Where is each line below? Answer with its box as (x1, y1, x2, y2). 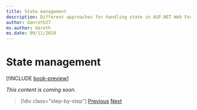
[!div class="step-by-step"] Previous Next (20, 98, 122, 105)
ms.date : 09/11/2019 (6, 30, 57, 36)
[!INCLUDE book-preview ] (6, 75, 69, 82)
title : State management (6, 8, 67, 15)
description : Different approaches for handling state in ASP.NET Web (6, 14, 182, 20)
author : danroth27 (6, 19, 51, 25)
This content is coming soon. (6, 86, 76, 94)
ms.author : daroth (6, 25, 51, 31)
